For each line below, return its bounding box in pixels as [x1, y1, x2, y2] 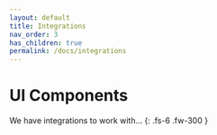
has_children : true [9, 38, 83, 48]
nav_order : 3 [9, 30, 59, 39]
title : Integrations [9, 22, 87, 31]
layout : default [9, 13, 70, 22]
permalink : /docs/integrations [9, 47, 127, 56]
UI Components [9, 85, 129, 106]
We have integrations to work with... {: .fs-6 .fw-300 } [9, 115, 209, 126]
